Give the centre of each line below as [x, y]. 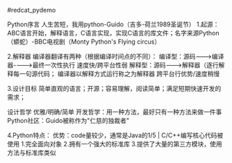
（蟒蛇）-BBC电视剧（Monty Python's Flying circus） [84, 42]
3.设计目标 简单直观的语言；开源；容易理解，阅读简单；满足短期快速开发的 [114, 88]
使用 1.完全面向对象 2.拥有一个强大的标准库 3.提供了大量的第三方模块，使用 [115, 144]
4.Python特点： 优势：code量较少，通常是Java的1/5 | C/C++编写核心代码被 [115, 135]
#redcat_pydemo [32, 10]
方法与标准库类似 [32, 153]
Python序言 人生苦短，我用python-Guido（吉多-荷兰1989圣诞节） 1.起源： [113, 24]
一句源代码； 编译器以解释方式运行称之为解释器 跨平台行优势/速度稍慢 [119, 74]
